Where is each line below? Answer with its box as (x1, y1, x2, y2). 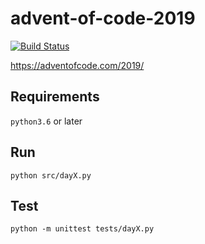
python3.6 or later (10, 115, 83, 127)
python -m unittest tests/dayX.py (10, 224, 155, 234)
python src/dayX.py (10, 170, 92, 181)
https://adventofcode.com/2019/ (10, 59, 145, 71)
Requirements (10, 88, 100, 106)
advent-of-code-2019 (10, 7, 196, 30)
